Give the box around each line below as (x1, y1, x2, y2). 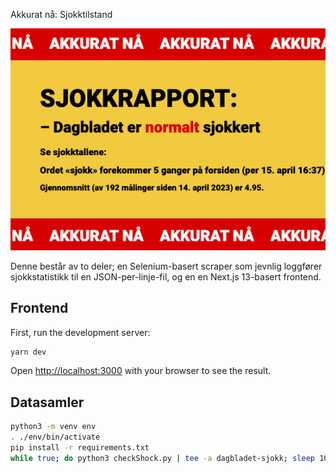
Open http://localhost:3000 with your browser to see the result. (10, 365, 272, 377)
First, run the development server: (10, 326, 151, 338)
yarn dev (10, 347, 47, 357)
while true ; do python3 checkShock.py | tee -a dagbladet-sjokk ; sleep (10, 453, 315, 463)
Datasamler (10, 394, 85, 411)
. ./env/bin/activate (10, 432, 101, 443)
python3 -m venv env (10, 422, 97, 432)
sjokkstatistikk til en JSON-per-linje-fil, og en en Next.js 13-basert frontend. (10, 270, 322, 283)
